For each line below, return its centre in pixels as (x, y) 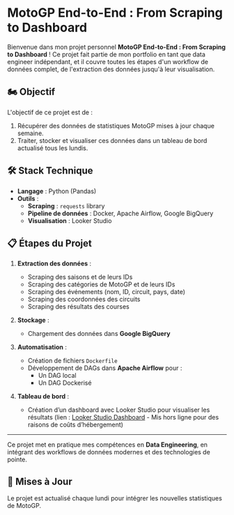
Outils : (28, 198)
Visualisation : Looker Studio (70, 220)
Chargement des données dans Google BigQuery (99, 334)
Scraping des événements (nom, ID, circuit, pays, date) (107, 292)
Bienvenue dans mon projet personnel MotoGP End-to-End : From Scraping (117, 47)
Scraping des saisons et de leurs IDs (80, 277)
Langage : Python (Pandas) (57, 191)
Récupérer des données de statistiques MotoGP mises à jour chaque (116, 125)
